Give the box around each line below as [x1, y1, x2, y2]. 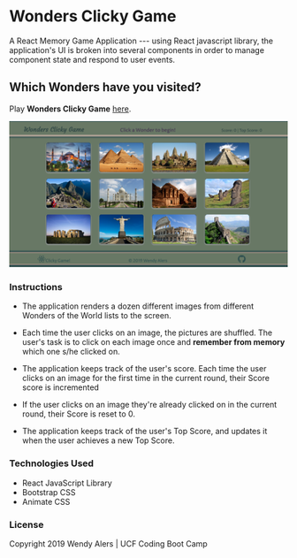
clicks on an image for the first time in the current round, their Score [21, 373, 270, 384]
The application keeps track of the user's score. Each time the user [21, 363, 267, 374]
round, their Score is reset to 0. [21, 409, 135, 419]
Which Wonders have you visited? [9, 80, 202, 95]
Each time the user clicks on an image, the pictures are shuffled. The [21, 327, 272, 338]
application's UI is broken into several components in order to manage [9, 44, 265, 55]
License [9, 518, 44, 531]
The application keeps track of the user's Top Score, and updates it [21, 426, 268, 437]
